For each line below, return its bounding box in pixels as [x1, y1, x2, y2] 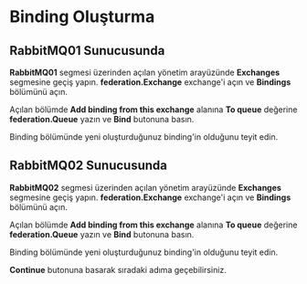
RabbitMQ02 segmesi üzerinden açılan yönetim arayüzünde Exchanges [9, 182, 281, 193]
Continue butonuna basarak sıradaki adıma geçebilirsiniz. [9, 264, 227, 275]
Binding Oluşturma [9, 6, 155, 27]
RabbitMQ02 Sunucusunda [9, 158, 167, 174]
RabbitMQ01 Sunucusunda [9, 43, 165, 58]
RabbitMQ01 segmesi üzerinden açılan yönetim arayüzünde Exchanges [9, 67, 281, 78]
